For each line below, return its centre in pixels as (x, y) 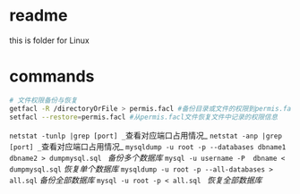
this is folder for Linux (49, 40)
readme (39, 16)
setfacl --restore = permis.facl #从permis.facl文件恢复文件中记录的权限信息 (144, 117)
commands (52, 76)
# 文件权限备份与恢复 (43, 100)
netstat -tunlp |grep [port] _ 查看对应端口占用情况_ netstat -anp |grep (146, 135)
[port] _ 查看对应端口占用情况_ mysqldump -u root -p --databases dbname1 (148, 146)
